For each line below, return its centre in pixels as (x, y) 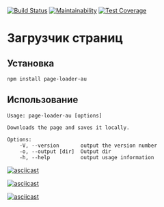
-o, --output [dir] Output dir (65, 151)
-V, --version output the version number (88, 146)
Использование (43, 100)
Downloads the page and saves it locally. (68, 127)
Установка (31, 63)
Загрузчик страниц (65, 38)
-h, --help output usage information (87, 157)
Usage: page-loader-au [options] (55, 115)
